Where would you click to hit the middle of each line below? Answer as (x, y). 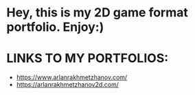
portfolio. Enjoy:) (55, 27)
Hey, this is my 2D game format (97, 13)
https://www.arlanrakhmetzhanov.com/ (72, 77)
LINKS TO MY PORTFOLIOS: (88, 58)
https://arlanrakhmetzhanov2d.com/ (68, 85)
